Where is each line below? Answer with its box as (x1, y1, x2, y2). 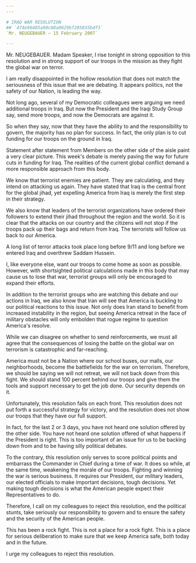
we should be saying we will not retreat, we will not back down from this (6, 370, 180, 377)
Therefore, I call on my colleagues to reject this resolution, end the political (6, 503, 186, 510)
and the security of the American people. (6, 515, 105, 522)
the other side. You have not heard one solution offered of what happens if (6, 430, 186, 437)
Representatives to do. (6, 491, 60, 498)
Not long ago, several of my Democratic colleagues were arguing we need (6, 99, 185, 106)
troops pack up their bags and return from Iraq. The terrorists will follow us (6, 225, 186, 232)
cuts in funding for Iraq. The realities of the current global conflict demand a (6, 159, 189, 166)
